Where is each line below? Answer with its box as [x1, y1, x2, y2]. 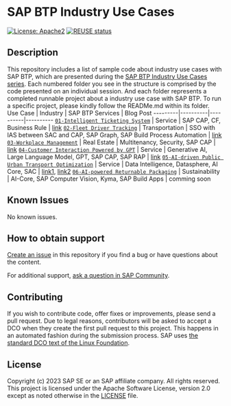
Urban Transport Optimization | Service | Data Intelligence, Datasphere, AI [7, 159, 218, 168]
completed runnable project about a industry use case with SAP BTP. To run [7, 94, 221, 102]
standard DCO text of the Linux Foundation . [7, 339, 130, 347]
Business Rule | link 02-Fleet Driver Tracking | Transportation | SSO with [7, 123, 216, 131]
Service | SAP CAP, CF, [155, 116, 221, 124]
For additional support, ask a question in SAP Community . [7, 271, 170, 280]
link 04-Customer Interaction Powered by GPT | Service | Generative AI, [7, 145, 208, 153]
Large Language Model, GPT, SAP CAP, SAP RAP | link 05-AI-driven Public [7, 153, 221, 161]
